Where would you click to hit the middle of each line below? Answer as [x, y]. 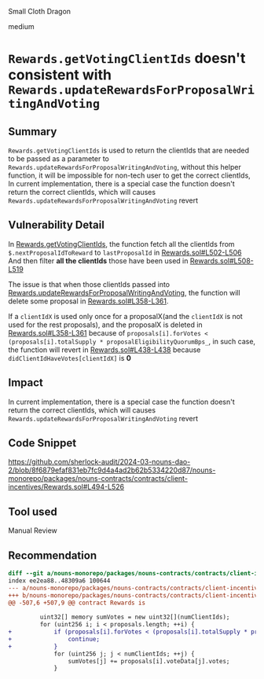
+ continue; [54, 639]
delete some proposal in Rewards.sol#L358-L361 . [88, 301]
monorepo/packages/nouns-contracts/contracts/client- [98, 479]
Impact [26, 383]
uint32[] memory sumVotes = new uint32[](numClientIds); [135, 617]
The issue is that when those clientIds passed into [89, 284]
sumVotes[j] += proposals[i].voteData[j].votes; [149, 661]
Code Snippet [42, 443]
